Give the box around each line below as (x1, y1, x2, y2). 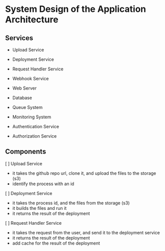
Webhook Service (12, 76, 49, 81)
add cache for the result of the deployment (12, 240, 100, 246)
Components (5, 148, 46, 156)
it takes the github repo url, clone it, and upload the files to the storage (12, 170, 157, 176)
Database (12, 95, 32, 100)
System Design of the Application (5, 3, 146, 15)
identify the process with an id (12, 181, 74, 187)
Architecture (5, 14, 58, 25)
